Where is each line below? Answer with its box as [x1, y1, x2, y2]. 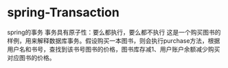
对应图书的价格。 [7, 53, 56, 62]
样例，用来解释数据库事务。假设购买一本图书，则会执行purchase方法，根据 [7, 36, 220, 45]
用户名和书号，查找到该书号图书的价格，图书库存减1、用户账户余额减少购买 [7, 45, 220, 53]
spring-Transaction [7, 5, 120, 20]
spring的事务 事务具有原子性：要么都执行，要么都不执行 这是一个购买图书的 [7, 28, 221, 36]
